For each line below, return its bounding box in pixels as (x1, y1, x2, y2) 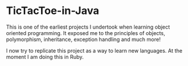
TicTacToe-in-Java (6, 4, 99, 18)
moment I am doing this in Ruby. (6, 53, 84, 60)
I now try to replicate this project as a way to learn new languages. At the (6, 47, 183, 54)
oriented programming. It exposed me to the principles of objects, (6, 29, 166, 36)
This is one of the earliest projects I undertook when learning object (6, 23, 170, 30)
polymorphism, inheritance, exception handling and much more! (6, 36, 161, 43)
